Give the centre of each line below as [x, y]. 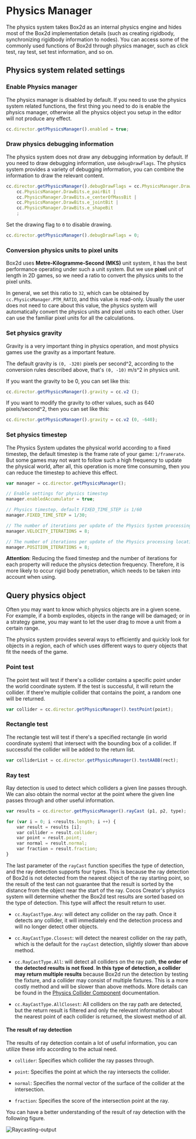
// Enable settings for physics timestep [57, 494]
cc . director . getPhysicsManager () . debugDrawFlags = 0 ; [73, 235]
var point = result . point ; [49, 838]
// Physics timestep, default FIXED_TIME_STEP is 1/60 [74, 510]
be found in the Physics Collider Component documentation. [87, 993]
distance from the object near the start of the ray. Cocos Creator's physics [96, 890]
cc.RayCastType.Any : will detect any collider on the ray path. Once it [95, 914]
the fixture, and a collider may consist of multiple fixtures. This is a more [101, 980]
